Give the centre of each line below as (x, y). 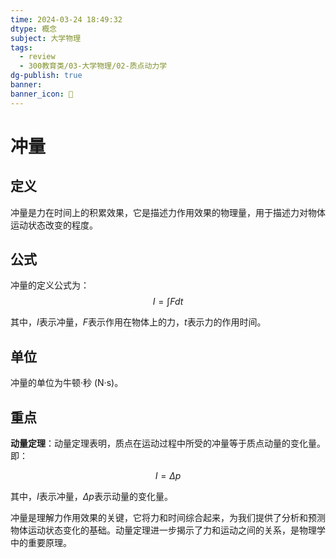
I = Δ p (168, 476)
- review (37, 57)
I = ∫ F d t (168, 302)
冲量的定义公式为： (50, 285)
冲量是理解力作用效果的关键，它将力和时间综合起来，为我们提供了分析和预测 (168, 518)
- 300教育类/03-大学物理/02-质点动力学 (93, 66)
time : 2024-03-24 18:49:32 (66, 19)
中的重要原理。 (41, 543)
